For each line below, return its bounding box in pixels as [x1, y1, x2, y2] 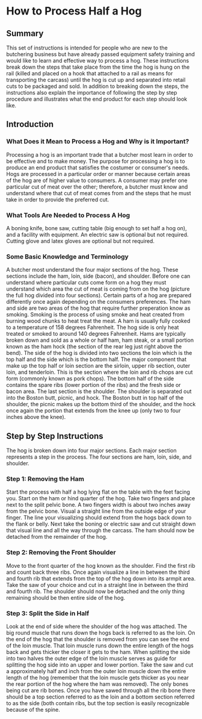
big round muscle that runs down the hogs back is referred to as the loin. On [6, 629, 195, 636]
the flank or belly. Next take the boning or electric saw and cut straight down [6, 520, 196, 528]
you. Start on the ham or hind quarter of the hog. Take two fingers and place [6, 495, 195, 502]
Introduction [6, 119, 54, 130]
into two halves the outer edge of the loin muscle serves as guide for [6, 655, 177, 662]
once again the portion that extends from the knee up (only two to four [6, 407, 181, 414]
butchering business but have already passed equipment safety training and [6, 51, 195, 58]
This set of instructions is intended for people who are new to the [6, 44, 168, 51]
